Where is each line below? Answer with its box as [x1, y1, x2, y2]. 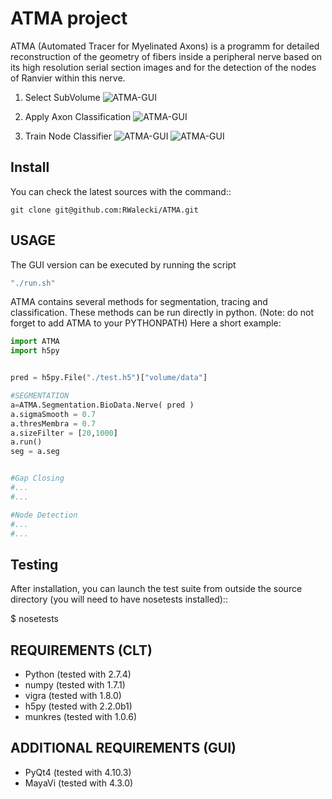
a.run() [10, 437, 43, 447]
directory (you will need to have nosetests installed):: [10, 593, 228, 606]
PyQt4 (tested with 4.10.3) [24, 766, 132, 778]
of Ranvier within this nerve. [10, 72, 126, 84]
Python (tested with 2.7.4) [24, 668, 132, 681]
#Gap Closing [10, 473, 65, 484]
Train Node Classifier [24, 130, 113, 142]
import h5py [10, 346, 60, 356]
